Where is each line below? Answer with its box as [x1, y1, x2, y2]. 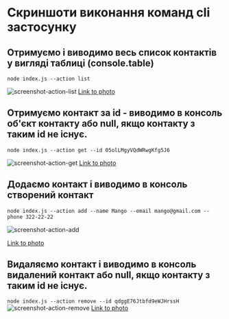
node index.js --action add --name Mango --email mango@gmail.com [7, 207, 201, 214]
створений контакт [7, 190, 94, 201]
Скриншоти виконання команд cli [7, 5, 210, 21]
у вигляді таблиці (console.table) [7, 57, 154, 69]
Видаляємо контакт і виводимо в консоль [7, 259, 197, 270]
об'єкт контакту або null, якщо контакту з [7, 118, 195, 129]
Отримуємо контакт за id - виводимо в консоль [7, 107, 223, 119]
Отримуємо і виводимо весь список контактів [7, 47, 217, 58]
